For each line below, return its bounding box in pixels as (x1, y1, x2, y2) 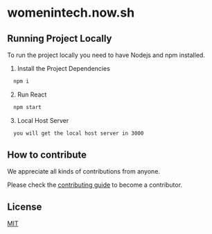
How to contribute (7, 149, 87, 161)
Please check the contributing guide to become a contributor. (7, 181, 182, 189)
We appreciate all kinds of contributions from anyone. (7, 167, 161, 176)
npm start (13, 103, 42, 110)
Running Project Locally (7, 33, 112, 44)
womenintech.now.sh (7, 5, 135, 21)
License (7, 201, 42, 212)
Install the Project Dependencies (17, 65, 111, 72)
